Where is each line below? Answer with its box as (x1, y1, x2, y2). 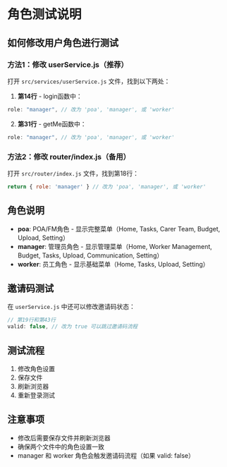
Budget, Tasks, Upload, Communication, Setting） (17, 251, 164, 260)
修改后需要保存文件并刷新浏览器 (17, 433, 111, 442)
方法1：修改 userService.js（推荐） (7, 59, 128, 69)
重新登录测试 (17, 391, 55, 399)
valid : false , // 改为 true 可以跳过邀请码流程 (7, 323, 138, 330)
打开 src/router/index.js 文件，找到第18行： (7, 169, 140, 177)
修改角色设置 (17, 364, 55, 372)
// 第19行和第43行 (7, 317, 56, 324)
